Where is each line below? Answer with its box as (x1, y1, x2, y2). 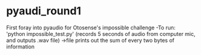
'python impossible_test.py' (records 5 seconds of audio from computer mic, (6, 30, 196, 37)
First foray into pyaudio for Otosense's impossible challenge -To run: (6, 24, 176, 31)
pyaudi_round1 (6, 4, 82, 18)
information (6, 43, 35, 50)
